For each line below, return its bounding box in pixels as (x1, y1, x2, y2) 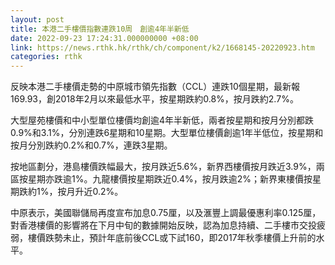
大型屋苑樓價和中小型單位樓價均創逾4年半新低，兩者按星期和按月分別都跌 (10, 114, 315, 126)
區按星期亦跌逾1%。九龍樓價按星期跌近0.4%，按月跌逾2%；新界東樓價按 (10, 173, 313, 185)
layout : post (10, 14, 65, 25)
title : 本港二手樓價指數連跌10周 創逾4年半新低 (10, 24, 190, 34)
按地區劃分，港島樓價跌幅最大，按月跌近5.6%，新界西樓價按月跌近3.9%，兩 (10, 161, 325, 173)
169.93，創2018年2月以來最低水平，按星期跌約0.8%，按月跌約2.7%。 (10, 93, 299, 105)
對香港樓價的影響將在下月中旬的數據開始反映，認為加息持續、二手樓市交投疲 (10, 219, 326, 231)
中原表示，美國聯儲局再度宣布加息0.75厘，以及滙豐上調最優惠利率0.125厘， (10, 207, 322, 219)
